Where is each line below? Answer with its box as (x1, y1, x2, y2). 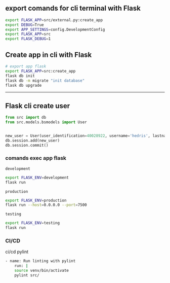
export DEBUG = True (5, 22, 44, 27)
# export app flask (5, 64, 47, 69)
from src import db (5, 115, 47, 120)
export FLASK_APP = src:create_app (5, 68, 76, 74)
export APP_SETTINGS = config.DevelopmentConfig (5, 27, 105, 32)
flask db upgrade (5, 83, 42, 88)
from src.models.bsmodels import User (5, 120, 87, 125)
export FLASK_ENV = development (5, 175, 69, 180)
